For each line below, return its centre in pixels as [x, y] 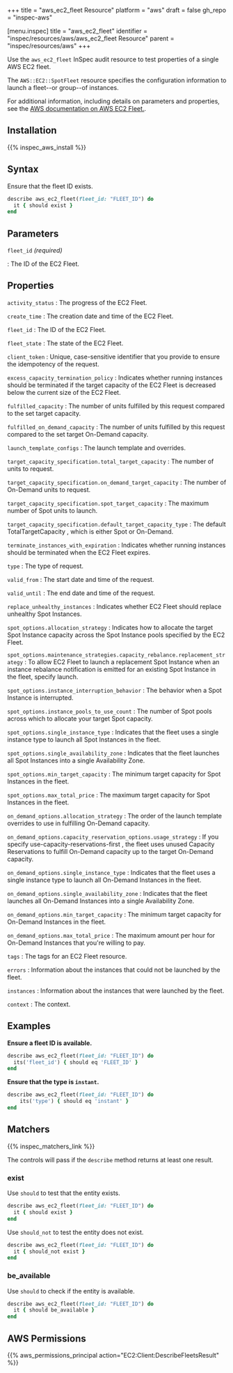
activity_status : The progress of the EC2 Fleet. [77, 302]
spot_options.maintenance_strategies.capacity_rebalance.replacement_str [116, 655]
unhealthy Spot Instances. [45, 614]
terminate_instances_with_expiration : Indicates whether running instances [116, 545]
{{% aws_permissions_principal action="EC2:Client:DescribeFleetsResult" [113, 1356]
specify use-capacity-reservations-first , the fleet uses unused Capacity [111, 844]
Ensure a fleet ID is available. [50, 1043]
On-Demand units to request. [49, 489]
